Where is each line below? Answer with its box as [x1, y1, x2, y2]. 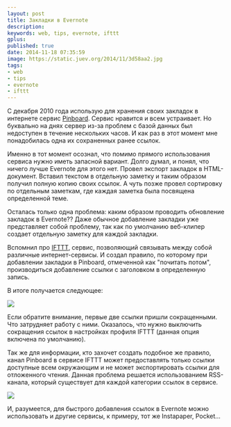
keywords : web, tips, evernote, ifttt [7, 29, 119, 37]
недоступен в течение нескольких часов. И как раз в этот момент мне [7, 129, 218, 138]
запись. [7, 273, 30, 282]
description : [7, 23, 45, 30]
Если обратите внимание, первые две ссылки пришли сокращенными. [7, 313, 218, 321]
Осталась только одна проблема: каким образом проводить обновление [7, 208, 225, 216]
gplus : [7, 36, 26, 43]
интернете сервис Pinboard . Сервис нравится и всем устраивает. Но [7, 114, 212, 122]
